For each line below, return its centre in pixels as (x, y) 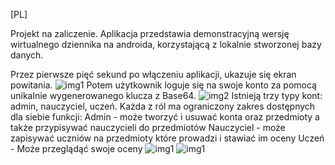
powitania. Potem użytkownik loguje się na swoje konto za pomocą (163, 85)
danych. (27, 55)
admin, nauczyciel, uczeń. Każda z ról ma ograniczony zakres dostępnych (163, 106)
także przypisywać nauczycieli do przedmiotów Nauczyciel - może (148, 127)
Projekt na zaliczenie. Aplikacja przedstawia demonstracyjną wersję (150, 33)
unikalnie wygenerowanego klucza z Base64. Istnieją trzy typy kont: (166, 95)
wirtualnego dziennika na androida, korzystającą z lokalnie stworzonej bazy (166, 44)
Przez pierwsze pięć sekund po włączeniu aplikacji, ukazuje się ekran (153, 74)
